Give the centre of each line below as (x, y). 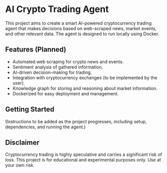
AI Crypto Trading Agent (57, 9)
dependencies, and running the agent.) (46, 127)
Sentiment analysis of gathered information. (58, 67)
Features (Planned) (36, 49)
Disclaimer (22, 142)
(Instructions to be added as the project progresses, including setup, (76, 121)
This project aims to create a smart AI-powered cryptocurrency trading (78, 23)
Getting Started (30, 110)
